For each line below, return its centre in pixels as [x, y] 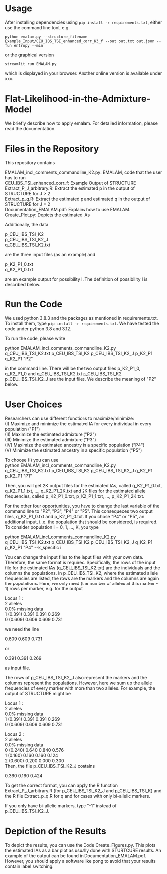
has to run [16, 177]
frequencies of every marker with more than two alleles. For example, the [80, 688]
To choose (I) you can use [32, 460]
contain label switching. [29, 866]
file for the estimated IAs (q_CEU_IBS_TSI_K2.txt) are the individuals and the [83, 568]
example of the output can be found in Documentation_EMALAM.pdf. [76, 855]
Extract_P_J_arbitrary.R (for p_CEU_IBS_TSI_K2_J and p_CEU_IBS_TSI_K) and [83, 790]
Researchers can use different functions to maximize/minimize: [70, 418]
